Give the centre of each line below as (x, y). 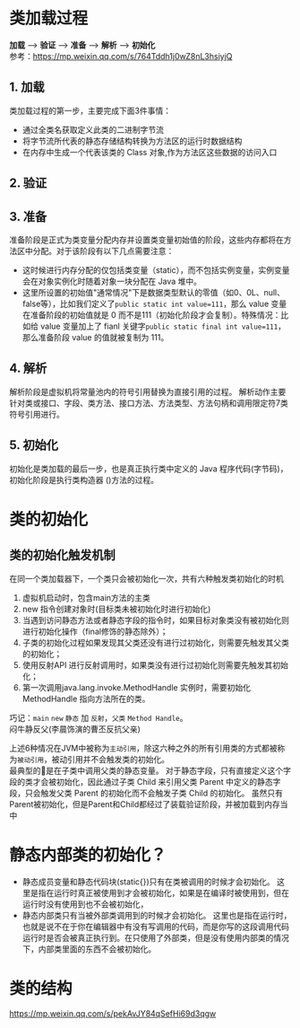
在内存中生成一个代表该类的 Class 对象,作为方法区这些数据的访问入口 (150, 152)
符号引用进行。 (37, 414)
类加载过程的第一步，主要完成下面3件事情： (90, 110)
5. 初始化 (34, 445)
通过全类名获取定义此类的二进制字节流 (93, 129)
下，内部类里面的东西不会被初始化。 (89, 949)
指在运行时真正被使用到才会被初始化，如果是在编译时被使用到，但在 (163, 892)
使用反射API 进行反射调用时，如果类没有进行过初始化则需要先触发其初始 (155, 664)
